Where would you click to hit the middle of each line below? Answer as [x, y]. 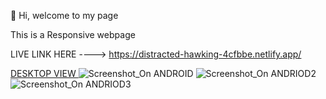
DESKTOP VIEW [43, 73]
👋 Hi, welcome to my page [64, 15]
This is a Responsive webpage [73, 34]
